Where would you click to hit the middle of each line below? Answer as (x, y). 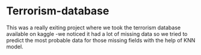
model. (15, 47)
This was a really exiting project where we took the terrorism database (94, 27)
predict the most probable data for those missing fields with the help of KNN (101, 40)
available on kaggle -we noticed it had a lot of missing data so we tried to (97, 33)
